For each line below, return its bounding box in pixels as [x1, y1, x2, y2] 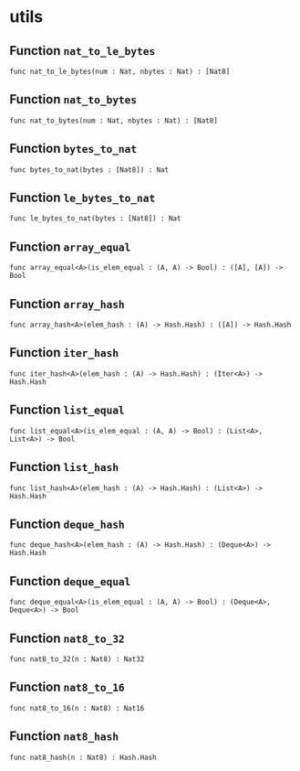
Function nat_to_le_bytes [9, 43, 156, 59]
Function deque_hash [9, 516, 125, 531]
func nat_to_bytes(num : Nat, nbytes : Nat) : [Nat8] [9, 116, 219, 125]
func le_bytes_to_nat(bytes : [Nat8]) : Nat [9, 214, 181, 223]
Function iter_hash [9, 345, 119, 360]
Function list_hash [9, 459, 119, 475]
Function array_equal [9, 239, 131, 254]
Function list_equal [9, 402, 125, 418]
